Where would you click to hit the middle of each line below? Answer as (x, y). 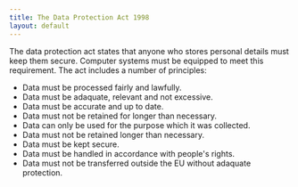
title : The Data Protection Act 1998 (79, 17)
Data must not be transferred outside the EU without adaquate (137, 163)
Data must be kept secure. (71, 144)
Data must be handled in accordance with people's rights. (128, 153)
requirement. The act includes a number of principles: (108, 70)
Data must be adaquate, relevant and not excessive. (117, 97)
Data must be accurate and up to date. (93, 106)
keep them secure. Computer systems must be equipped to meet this (137, 61)
